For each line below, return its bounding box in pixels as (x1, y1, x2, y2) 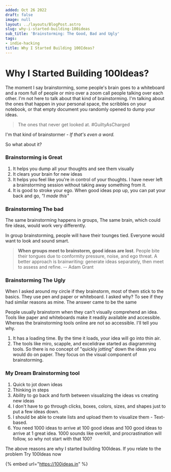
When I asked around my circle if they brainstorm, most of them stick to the (5, 288, 164, 294)
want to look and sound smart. (5, 238, 69, 244)
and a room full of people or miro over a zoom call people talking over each (5, 90, 163, 96)
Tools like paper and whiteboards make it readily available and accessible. (5, 315, 161, 321)
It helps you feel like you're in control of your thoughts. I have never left (12, 176, 163, 182)
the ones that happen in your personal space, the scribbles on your (5, 101, 146, 107)
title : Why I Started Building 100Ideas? (5, 45, 95, 51)
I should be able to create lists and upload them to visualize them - (12, 414, 153, 420)
